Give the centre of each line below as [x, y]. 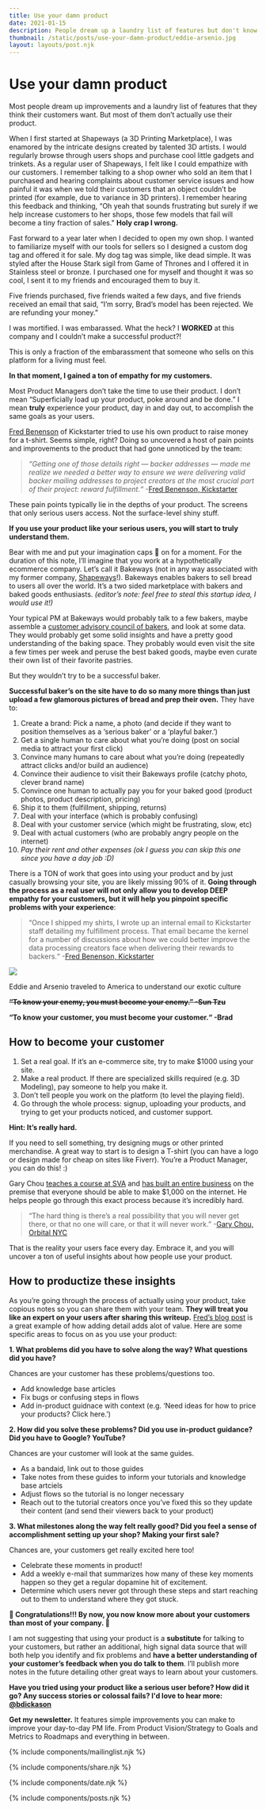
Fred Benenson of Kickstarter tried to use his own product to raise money [129, 432]
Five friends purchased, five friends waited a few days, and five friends [125, 296]
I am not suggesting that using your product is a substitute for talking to [127, 1638]
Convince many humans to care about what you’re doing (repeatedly [132, 757]
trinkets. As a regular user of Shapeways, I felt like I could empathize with [129, 164]
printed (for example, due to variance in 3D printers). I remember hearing [128, 198]
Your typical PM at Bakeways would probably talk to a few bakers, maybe [129, 618]
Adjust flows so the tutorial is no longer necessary [102, 1493]
